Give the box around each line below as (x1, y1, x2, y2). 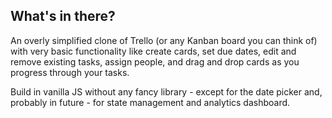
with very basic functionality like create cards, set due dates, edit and (10, 45, 297, 57)
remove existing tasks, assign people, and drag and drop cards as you (10, 55, 300, 68)
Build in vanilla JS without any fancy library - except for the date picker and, (10, 85, 323, 98)
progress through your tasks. (10, 66, 130, 78)
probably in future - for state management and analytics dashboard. (10, 96, 291, 108)
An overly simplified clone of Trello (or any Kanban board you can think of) (10, 34, 318, 46)
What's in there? (10, 8, 116, 25)
